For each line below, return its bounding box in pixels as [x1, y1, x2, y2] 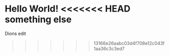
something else [5, 14, 72, 25]
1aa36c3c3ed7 [93, 45, 125, 51]
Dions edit [5, 30, 27, 36]
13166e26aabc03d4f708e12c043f [93, 40, 165, 46]
